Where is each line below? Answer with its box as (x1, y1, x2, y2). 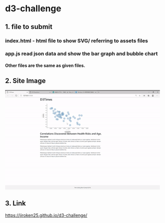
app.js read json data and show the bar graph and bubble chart (5, 50, 158, 57)
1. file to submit (5, 23, 53, 31)
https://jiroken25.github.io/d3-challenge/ (5, 212, 87, 218)
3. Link (5, 199, 26, 208)
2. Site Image (5, 77, 46, 85)
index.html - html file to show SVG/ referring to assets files (5, 37, 148, 44)
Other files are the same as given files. (5, 62, 85, 69)
